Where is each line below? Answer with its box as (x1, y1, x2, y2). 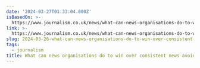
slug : (6, 36, 20, 42)
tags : (6, 42, 20, 48)
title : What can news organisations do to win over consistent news (6, 53, 180, 59)
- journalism (11, 47, 44, 53)
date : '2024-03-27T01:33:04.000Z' (6, 8, 92, 15)
